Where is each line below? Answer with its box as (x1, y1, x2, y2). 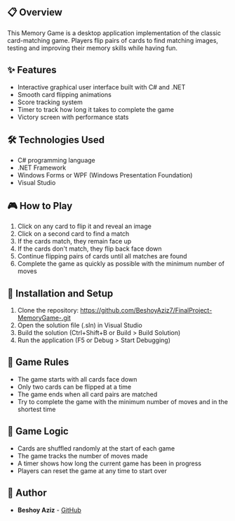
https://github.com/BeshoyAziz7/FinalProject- (80, 306, 213, 315)
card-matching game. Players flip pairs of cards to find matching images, (7, 36, 219, 44)
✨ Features (7, 64, 57, 76)
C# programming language (17, 156, 96, 165)
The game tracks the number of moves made (17, 451, 149, 460)
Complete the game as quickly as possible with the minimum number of (17, 260, 224, 268)
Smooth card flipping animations (17, 90, 112, 99)
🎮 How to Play (7, 200, 73, 212)
